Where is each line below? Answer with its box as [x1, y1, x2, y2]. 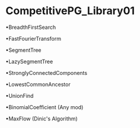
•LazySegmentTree [5, 58, 53, 65]
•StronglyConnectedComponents [5, 69, 87, 76]
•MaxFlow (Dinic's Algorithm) [5, 115, 78, 122]
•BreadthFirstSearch [5, 24, 56, 31]
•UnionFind [5, 92, 34, 99]
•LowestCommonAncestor [5, 81, 71, 88]
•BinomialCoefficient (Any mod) [5, 103, 84, 110]
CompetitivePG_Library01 [5, 4, 135, 18]
